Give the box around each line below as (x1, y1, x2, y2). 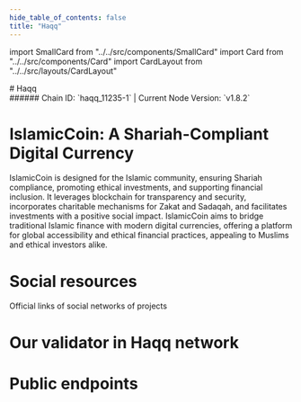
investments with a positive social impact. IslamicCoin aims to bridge (9, 210, 264, 221)
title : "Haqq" (9, 22, 63, 31)
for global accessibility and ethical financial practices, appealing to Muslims (9, 230, 289, 241)
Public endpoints (9, 373, 138, 394)
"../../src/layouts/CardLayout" (9, 65, 118, 76)
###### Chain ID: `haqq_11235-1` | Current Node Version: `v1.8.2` (9, 92, 251, 103)
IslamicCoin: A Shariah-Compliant (9, 123, 270, 144)
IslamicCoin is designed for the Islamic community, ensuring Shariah (9, 173, 263, 183)
